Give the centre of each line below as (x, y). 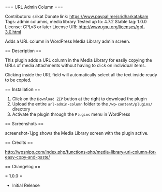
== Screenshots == (24, 124)
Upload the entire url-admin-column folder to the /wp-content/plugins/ (82, 104)
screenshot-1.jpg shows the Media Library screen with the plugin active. (77, 133)
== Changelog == (23, 166)
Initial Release (26, 185)
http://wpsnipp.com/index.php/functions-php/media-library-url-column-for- (81, 152)
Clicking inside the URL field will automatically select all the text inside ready (81, 75)
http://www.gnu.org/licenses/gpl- (112, 27)
